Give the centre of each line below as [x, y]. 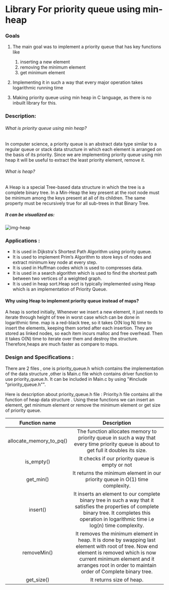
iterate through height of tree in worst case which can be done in [72, 317]
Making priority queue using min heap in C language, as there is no [82, 97]
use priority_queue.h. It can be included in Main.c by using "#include [76, 379]
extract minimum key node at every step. [55, 262]
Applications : [23, 240]
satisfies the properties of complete [117, 506]
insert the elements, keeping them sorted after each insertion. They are [79, 328]
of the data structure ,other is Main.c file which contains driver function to [82, 374]
